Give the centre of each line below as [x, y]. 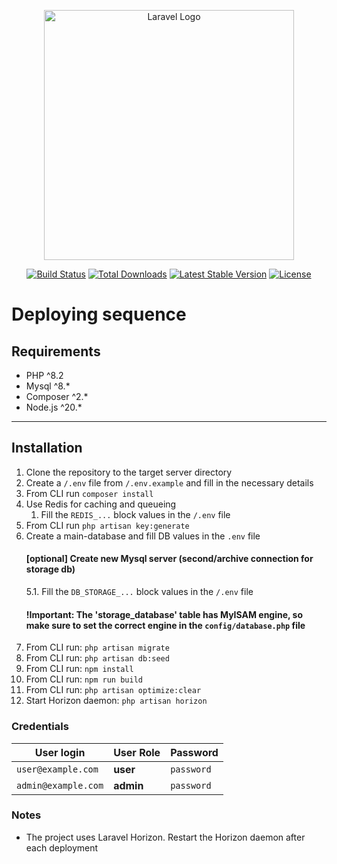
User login [60, 752]
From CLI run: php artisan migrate [97, 647]
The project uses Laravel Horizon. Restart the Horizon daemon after [165, 837]
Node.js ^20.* [54, 407]
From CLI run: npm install [79, 669]
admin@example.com [60, 785]
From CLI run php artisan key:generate [107, 525]
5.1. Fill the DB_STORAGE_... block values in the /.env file [139, 592]
